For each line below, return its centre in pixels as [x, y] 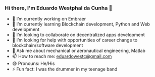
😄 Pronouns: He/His [33, 63]
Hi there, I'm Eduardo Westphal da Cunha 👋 [59, 8]
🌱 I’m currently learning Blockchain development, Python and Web [81, 24]
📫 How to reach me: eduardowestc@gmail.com [62, 56]
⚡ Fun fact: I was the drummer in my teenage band [65, 69]
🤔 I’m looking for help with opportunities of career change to [75, 40]
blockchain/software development [47, 45]
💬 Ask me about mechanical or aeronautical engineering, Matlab [79, 51]
